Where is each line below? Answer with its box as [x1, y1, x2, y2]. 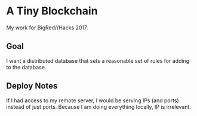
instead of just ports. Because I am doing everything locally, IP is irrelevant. [6, 103, 191, 110]
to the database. [6, 63, 47, 71]
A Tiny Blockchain [6, 4, 98, 18]
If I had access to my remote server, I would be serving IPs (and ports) [6, 97, 179, 104]
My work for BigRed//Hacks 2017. [6, 24, 88, 31]
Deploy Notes [6, 81, 58, 91]
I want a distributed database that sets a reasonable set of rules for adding [6, 57, 190, 64]
